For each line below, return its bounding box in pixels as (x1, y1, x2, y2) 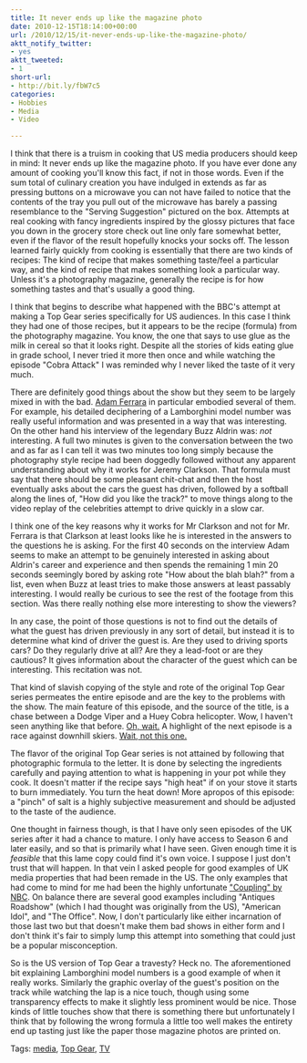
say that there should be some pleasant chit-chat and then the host (10, 474, 263, 485)
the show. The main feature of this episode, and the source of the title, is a (10, 701, 290, 712)
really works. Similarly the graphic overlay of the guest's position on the (10, 977, 281, 988)
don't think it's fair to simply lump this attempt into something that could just (10, 931, 296, 942)
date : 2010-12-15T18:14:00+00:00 (10, 22, 138, 31)
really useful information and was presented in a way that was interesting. (10, 416, 288, 427)
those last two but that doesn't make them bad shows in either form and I (10, 921, 285, 932)
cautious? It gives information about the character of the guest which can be (10, 655, 298, 666)
